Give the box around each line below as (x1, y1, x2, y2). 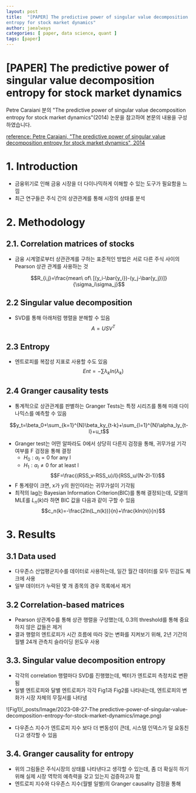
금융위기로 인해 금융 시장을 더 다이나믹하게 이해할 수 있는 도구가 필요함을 (14, 180, 181, 187)
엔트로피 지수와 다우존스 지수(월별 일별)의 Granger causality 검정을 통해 (14, 780, 181, 787)
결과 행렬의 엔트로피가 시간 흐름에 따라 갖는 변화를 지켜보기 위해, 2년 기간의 (14, 631, 187, 638)
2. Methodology (6, 216, 85, 229)
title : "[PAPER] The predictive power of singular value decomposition (6, 14, 188, 20)
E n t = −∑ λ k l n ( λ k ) (82, 368, 124, 376)
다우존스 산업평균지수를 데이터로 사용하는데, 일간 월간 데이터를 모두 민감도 (14, 568, 185, 575)
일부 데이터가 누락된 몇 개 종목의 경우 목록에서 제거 (14, 582, 131, 589)
